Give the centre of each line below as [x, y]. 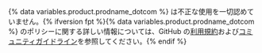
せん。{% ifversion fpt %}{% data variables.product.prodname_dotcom [138, 21]
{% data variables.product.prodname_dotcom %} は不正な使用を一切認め [128, 11]
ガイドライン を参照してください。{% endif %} [111, 41]
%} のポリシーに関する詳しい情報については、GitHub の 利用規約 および [124, 31]
